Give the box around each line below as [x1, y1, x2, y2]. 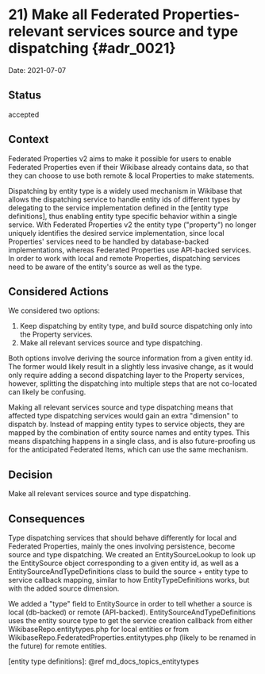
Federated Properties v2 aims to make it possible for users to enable [8, 153, 232, 164]
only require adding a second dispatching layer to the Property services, [8, 371, 244, 380]
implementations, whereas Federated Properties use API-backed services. [8, 245, 252, 255]
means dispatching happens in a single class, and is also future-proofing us [8, 437, 256, 446]
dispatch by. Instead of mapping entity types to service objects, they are [8, 419, 245, 429]
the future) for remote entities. [8, 641, 107, 650]
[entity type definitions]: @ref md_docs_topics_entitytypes [8, 657, 200, 666]
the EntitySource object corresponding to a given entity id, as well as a [8, 558, 240, 568]
